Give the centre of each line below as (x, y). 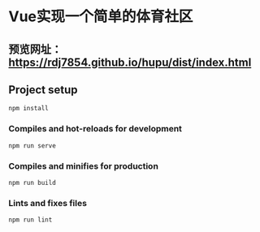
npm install (28, 109)
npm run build (32, 183)
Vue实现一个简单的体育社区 (101, 17)
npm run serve (32, 146)
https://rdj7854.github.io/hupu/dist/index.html (130, 62)
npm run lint (30, 220)
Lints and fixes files (48, 203)
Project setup (43, 90)
